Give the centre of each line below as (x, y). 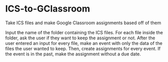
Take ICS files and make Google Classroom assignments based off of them (83, 23)
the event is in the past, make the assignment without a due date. (73, 54)
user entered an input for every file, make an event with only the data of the (84, 43)
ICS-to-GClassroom (48, 9)
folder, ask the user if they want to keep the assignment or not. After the (80, 38)
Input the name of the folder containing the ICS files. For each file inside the (84, 32)
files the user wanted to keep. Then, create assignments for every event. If (83, 48)
